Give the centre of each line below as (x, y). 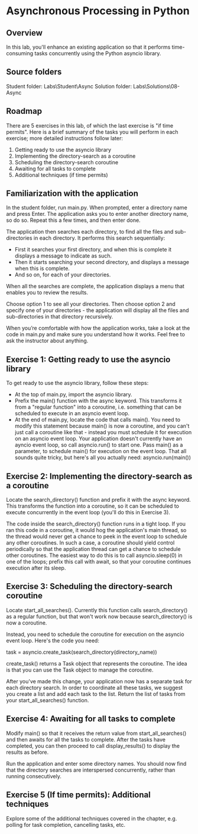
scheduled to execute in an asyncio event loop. (72, 413)
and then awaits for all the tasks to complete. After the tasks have (86, 739)
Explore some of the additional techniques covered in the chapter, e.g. (92, 818)
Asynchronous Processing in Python (98, 11)
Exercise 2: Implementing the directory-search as (99, 476)
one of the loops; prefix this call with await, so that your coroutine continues (99, 562)
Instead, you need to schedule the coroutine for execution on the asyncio (95, 634)
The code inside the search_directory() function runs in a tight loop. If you (96, 524)
